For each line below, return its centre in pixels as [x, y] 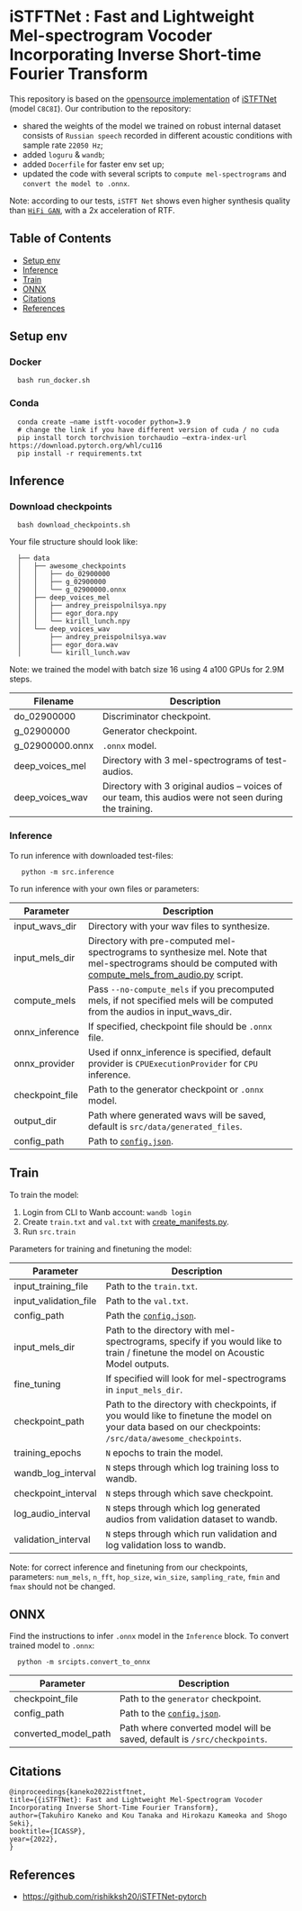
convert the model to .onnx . [76, 183]
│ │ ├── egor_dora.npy [68, 614]
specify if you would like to [226, 1341]
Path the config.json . [151, 1315]
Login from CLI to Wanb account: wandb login [107, 1212]
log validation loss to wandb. [166, 1545]
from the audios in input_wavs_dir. [160, 1012]
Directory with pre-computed [151, 941]
